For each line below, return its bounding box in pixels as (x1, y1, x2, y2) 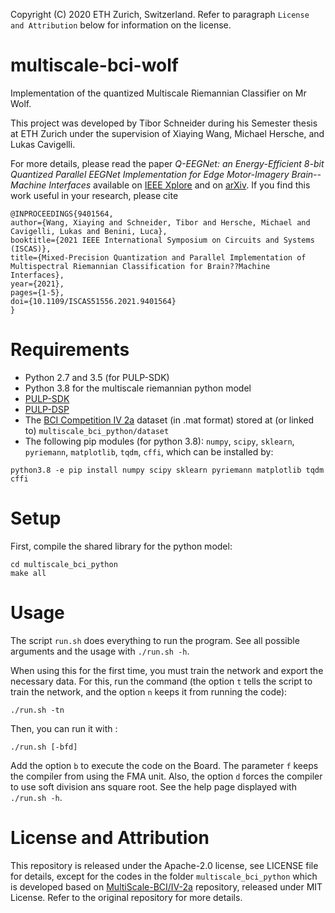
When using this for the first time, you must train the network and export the (10, 664, 324, 676)
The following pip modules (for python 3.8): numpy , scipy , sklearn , (24, 435, 295, 447)
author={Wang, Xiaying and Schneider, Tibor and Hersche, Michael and (10, 217, 311, 228)
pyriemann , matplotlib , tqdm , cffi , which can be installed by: (24, 445, 274, 458)
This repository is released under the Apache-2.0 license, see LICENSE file (10, 859, 319, 871)
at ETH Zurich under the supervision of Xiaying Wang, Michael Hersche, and (10, 127, 325, 139)
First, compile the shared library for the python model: (10, 540, 233, 552)
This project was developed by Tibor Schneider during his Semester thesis (10, 117, 318, 129)
